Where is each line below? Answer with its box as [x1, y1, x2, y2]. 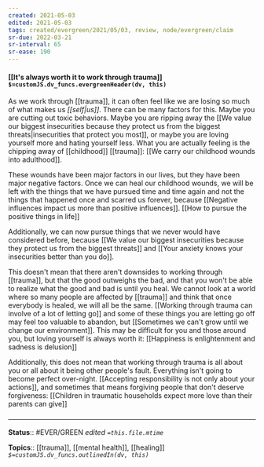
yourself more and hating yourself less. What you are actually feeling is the [8, 138, 251, 148]
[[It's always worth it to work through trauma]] [8, 72, 163, 82]
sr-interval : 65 [8, 41, 61, 49]
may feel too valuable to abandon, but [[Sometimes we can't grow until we [8, 317, 249, 327]
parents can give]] [8, 400, 68, 409]
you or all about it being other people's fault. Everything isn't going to [8, 366, 233, 375]
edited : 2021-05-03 [8, 19, 72, 27]
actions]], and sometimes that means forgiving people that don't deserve [8, 382, 245, 392]
